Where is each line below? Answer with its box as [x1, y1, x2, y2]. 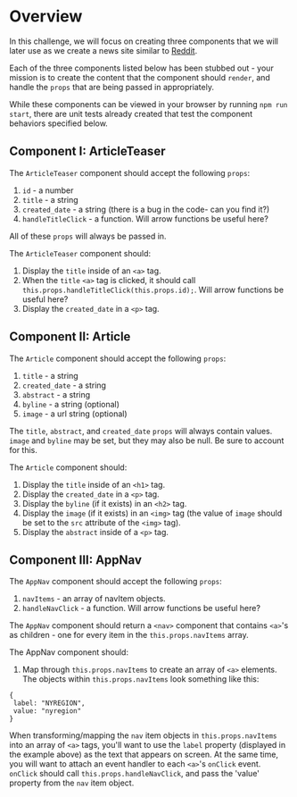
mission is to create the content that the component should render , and [9, 71, 270, 82]
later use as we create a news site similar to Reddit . [9, 45, 198, 55]
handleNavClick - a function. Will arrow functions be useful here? [21, 603, 261, 614]
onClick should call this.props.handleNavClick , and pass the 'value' [9, 768, 260, 779]
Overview [9, 6, 83, 27]
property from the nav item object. [9, 777, 135, 788]
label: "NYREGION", [12, 699, 87, 708]
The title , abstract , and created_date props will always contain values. [9, 425, 273, 436]
